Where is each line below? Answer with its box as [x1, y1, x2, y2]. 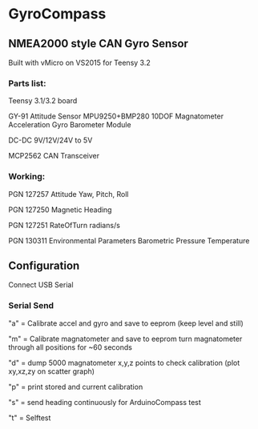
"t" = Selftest [8, 413, 51, 423]
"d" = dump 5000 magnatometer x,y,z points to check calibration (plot [8, 358, 240, 367]
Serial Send [8, 300, 54, 311]
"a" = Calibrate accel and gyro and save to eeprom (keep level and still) [8, 318, 244, 328]
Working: [8, 171, 46, 182]
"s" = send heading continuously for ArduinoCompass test [8, 397, 202, 407]
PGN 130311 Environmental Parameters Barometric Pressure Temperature [8, 235, 250, 245]
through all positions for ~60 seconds [8, 342, 132, 352]
